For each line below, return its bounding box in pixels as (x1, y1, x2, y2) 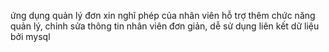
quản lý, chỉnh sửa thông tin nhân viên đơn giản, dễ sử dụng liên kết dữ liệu (10, 20, 320, 32)
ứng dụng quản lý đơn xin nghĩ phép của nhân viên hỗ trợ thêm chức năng (10, 10, 316, 21)
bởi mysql (10, 31, 51, 42)
